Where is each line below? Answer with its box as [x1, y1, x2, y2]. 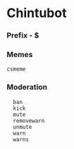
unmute [13, 123, 32, 130]
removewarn [13, 117, 45, 124]
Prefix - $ [6, 31, 39, 41]
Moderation [6, 82, 47, 92]
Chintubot [6, 5, 67, 21]
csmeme [6, 66, 26, 73]
